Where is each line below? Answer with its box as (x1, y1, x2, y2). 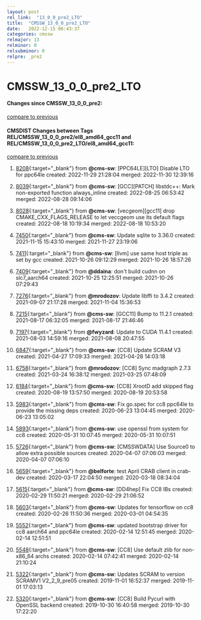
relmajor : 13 (7, 37, 40, 43)
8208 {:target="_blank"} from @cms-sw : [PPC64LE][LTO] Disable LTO (15, 165, 190, 172)
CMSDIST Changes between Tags (7, 127, 93, 134)
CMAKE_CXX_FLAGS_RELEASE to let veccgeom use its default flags (15, 214, 185, 221)
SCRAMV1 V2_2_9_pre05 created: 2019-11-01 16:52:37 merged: (15, 577, 172, 584)
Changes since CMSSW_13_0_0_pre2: (7, 100, 103, 107)
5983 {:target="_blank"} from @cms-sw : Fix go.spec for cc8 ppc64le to (15, 401, 194, 408)
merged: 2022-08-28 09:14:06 (15, 196, 92, 203)
